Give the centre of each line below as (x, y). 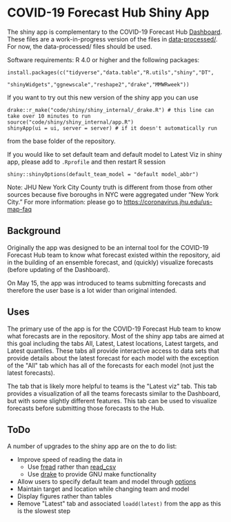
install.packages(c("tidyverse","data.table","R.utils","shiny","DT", (111, 72)
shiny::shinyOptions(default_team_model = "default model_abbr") (103, 174)
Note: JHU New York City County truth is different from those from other (110, 187)
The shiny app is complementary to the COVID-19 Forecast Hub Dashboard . (115, 32)
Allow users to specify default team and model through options (107, 482)
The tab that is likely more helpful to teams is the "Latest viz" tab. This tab (112, 386)
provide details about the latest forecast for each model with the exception (113, 358)
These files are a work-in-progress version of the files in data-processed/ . (112, 39)
